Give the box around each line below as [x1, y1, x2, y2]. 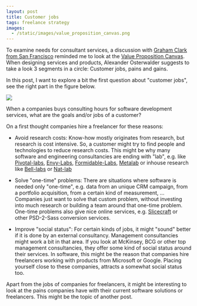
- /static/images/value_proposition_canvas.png [11, 31, 131, 36]
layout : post [6, 8, 38, 15]
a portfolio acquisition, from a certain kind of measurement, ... [14, 189, 165, 197]
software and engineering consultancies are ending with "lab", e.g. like [14, 153, 186, 160]
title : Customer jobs [6, 14, 59, 20]
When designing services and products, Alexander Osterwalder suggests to [6, 59, 190, 66]
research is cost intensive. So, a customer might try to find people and [14, 140, 185, 147]
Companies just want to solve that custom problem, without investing [14, 196, 182, 203]
